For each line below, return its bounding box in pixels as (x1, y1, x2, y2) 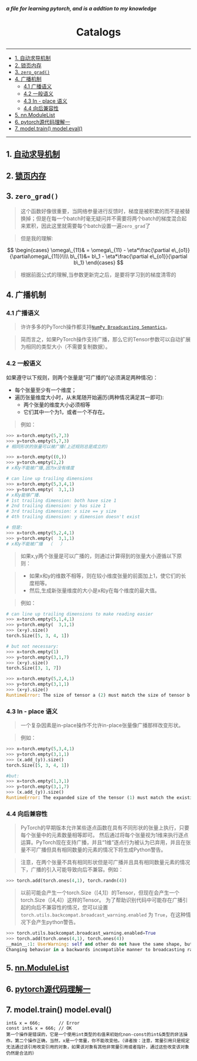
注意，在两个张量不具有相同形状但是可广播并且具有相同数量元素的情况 (20, 859, 191, 866)
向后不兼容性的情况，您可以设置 (30, 904, 108, 911)
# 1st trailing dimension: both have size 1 (6, 498, 117, 503)
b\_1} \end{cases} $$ (73, 258, 124, 266)
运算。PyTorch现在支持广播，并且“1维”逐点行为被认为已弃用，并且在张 (20, 839, 191, 846)
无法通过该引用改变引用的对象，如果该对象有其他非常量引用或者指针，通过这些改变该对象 (6, 1044, 189, 1050)
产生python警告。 (36, 919, 79, 926)
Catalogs (76, 26, 121, 39)
